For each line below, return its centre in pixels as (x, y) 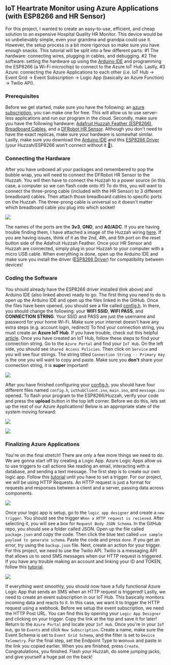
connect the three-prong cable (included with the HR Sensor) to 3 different (84, 191)
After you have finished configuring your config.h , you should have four (80, 384)
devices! (14, 265)
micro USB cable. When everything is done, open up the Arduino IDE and (82, 254)
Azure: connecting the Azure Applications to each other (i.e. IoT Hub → (80, 72)
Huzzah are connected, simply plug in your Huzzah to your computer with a (84, 249)
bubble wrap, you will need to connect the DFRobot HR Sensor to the (78, 175)
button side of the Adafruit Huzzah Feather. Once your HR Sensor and (78, 243)
